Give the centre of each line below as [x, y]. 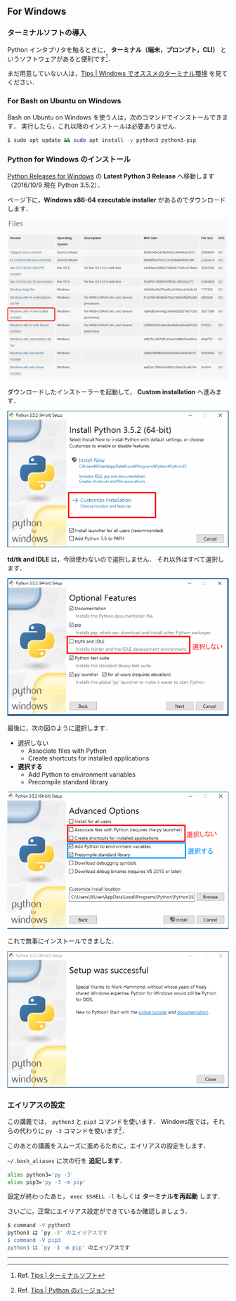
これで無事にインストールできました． [63, 940]
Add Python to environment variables [81, 774]
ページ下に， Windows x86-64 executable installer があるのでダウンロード [117, 200]
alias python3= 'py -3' [40, 1174]
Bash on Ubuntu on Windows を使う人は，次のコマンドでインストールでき [115, 117]
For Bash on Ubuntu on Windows [64, 101]
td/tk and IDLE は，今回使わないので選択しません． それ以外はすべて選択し [116, 559]
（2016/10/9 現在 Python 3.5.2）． [55, 185]
